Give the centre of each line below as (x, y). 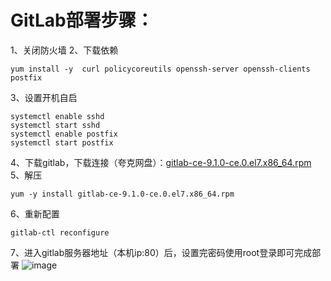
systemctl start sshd (55, 125)
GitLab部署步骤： (82, 20)
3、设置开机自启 (44, 97)
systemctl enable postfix (64, 134)
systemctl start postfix (62, 142)
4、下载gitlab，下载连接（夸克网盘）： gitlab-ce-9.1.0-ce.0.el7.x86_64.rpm (161, 162)
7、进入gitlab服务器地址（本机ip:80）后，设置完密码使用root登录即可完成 (161, 252)
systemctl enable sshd (57, 116)
